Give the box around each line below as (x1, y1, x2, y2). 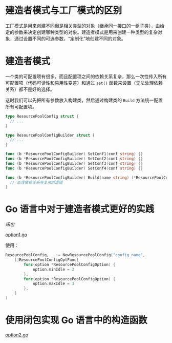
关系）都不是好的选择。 (5, 86, 55, 92)
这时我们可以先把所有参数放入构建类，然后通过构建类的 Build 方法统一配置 (5, 97, 163, 103)
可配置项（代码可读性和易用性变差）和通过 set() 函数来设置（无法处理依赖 (5, 80, 163, 86)
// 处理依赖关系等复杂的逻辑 (10, 180, 63, 185)
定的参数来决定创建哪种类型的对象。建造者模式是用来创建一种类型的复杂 (5, 29, 158, 35)
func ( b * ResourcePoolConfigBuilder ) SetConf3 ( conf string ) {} (5, 161, 143, 166)
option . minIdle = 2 (32, 266, 74, 272)
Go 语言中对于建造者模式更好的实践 (5, 203, 155, 215)
